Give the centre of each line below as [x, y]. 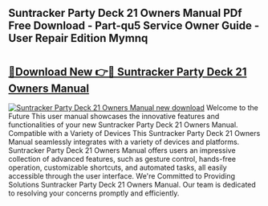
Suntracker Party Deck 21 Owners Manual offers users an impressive [122, 150]
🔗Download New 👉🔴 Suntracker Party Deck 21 [128, 72]
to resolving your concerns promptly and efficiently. [94, 193]
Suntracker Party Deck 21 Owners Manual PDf [125, 13]
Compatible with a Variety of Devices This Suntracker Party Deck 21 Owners [134, 133]
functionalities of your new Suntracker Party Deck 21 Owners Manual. [123, 125]
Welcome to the [232, 107]
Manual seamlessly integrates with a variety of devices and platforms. [124, 142]
